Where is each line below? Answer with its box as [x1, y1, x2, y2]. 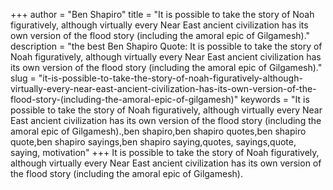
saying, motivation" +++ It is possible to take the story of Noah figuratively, [10, 147, 320, 158]
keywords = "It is [240, 94, 310, 105]
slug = [10, 72, 37, 84]
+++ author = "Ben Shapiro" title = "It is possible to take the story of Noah [10, 9, 315, 20]
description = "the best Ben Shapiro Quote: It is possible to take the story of [10, 40, 323, 52]
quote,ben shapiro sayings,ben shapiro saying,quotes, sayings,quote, [10, 136, 297, 148]
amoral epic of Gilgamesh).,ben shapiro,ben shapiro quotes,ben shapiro [10, 125, 307, 137]
